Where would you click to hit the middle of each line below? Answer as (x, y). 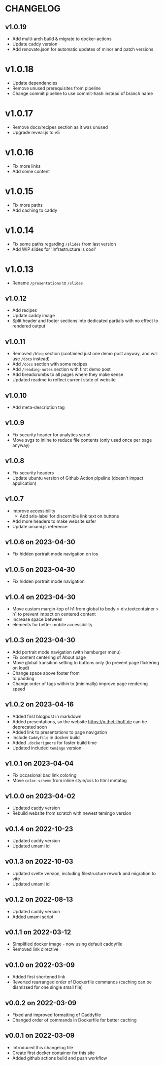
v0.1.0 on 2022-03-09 (40, 965)
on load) (21, 668)
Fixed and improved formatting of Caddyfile (56, 1015)
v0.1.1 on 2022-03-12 (38, 932)
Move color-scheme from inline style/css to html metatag (69, 781)
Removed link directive (35, 949)
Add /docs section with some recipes (50, 364)
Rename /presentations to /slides (48, 283)
